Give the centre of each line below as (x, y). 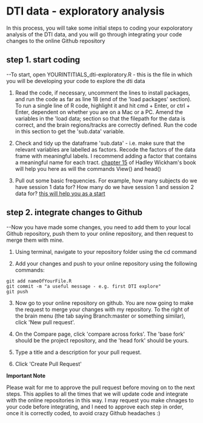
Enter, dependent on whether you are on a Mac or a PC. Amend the (99, 112)
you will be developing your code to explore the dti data (76, 81)
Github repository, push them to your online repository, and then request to (100, 233)
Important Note (26, 375)
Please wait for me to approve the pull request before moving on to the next (101, 387)
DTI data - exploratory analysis (85, 11)
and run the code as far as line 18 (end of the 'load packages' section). (103, 99)
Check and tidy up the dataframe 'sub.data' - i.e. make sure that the (100, 143)
